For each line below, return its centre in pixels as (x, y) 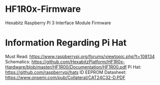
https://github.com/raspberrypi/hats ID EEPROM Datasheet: (66, 72)
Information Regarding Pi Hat (66, 43)
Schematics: (18, 62)
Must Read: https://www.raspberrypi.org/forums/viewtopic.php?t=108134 (80, 56)
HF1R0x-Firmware (43, 9)
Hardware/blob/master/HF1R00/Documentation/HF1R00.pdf (66, 67)
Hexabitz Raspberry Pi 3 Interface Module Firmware (58, 23)
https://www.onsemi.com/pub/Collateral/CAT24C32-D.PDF (65, 77)
